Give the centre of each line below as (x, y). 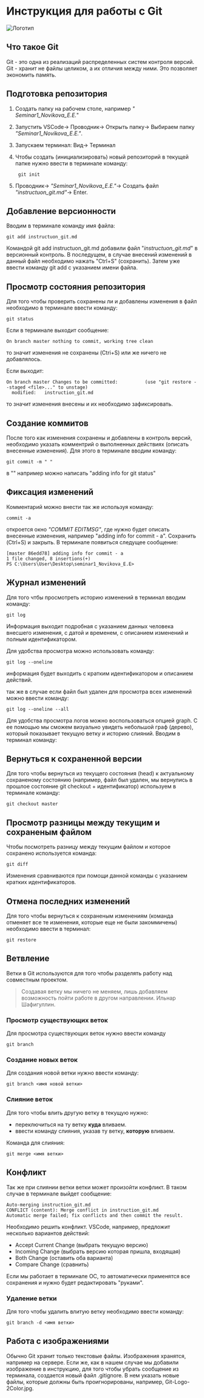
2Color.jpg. (20, 1388)
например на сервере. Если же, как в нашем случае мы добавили (93, 1362)
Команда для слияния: (36, 1143)
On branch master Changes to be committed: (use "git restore (99, 382)
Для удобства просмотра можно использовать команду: (80, 651)
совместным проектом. (37, 980)
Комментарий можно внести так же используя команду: (80, 507)
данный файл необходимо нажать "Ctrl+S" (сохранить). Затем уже (93, 261)
